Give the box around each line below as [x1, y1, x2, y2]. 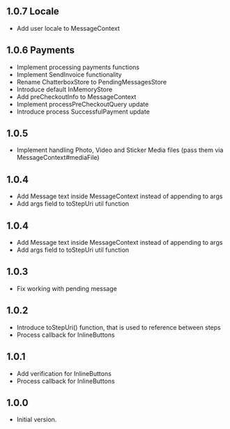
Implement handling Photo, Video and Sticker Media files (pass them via [16, 146, 224, 154]
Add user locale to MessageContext [16, 24, 120, 32]
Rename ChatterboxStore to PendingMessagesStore [16, 77, 167, 86]
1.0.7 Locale [6, 6, 60, 17]
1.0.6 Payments [6, 45, 75, 57]
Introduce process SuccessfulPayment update [16, 107, 151, 116]
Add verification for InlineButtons [16, 369, 112, 377]
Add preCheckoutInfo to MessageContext [16, 92, 137, 100]
